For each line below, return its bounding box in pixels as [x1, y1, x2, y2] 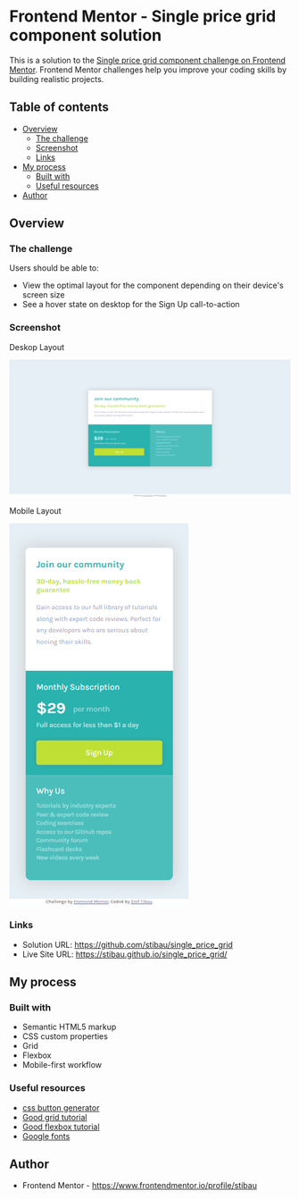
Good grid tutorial [21, 1111, 87, 1122]
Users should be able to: [9, 263, 100, 273]
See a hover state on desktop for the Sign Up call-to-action [21, 299, 240, 310]
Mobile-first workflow [21, 1060, 103, 1070]
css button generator [21, 1102, 100, 1113]
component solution [9, 25, 162, 46]
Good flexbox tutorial [21, 1121, 100, 1132]
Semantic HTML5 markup [21, 1021, 117, 1033]
